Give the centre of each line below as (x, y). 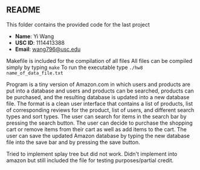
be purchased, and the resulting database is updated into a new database (98, 97)
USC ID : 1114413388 (40, 42)
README (23, 10)
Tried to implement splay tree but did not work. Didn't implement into (92, 154)
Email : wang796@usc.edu (48, 49)
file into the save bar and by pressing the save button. (73, 142)
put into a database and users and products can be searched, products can (100, 91)
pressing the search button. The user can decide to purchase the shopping (100, 123)
